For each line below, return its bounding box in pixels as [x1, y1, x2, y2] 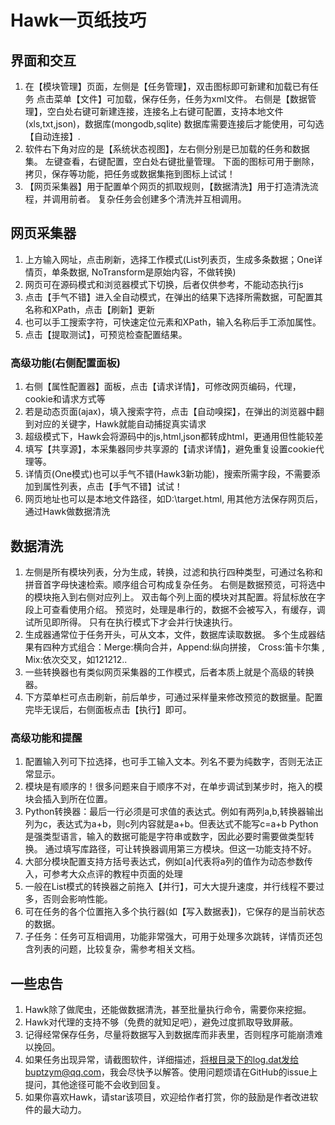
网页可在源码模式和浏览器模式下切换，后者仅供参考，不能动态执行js [24, 278, 304, 290]
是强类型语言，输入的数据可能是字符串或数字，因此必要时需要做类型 [24, 831, 306, 843]
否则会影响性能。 [42, 893, 113, 905]
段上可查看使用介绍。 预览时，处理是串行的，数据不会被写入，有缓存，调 [24, 603, 326, 615]
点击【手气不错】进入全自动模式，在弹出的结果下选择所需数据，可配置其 [24, 291, 323, 303]
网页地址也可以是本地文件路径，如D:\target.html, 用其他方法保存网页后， [24, 493, 324, 505]
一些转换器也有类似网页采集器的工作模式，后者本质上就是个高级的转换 [24, 666, 315, 678]
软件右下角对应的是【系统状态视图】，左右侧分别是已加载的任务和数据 [24, 143, 310, 155]
